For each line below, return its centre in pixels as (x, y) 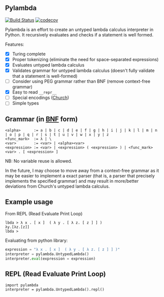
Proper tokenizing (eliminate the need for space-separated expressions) (85, 59)
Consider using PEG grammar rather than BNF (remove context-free (81, 81)
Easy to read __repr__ (34, 92)
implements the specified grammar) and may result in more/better (72, 181)
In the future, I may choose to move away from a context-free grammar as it (82, 171)
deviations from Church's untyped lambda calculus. (57, 186)
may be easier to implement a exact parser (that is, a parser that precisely (80, 176)
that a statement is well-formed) (45, 76)
